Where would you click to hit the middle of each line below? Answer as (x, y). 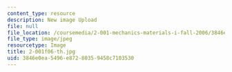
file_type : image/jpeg (40, 39)
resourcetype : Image (37, 45)
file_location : (29, 33)
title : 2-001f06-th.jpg (41, 52)
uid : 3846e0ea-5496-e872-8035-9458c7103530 (71, 58)
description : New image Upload (52, 20)
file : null (23, 26)
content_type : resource (41, 13)
